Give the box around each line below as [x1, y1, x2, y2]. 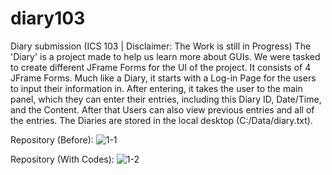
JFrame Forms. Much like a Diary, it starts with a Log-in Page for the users [10, 72, 317, 84]
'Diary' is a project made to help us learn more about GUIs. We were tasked [10, 50, 321, 62]
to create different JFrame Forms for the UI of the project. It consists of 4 [10, 61, 312, 73]
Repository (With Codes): [10, 153, 115, 165]
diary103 [10, 7, 86, 30]
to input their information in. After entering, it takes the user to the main [10, 82, 303, 94]
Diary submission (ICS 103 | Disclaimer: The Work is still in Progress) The [10, 40, 312, 52]
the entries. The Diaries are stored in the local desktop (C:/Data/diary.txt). [10, 114, 313, 126]
